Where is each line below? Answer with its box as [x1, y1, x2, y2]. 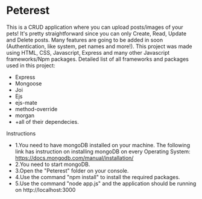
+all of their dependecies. [14, 118, 80, 125]
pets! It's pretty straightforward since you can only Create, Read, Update [6, 29, 187, 37]
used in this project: [6, 61, 55, 69]
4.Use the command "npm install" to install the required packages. [14, 173, 180, 180]
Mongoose [14, 79, 42, 87]
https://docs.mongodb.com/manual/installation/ [14, 154, 134, 161]
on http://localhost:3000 [14, 186, 76, 193]
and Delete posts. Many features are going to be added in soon [6, 36, 163, 43]
